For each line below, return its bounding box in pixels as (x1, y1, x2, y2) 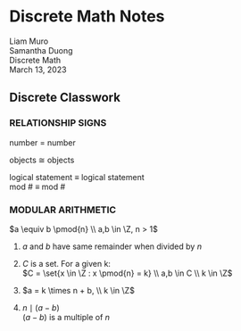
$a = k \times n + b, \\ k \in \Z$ (21, 285, 136, 295)
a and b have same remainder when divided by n (21, 241, 203, 252)
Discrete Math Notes (9, 6, 165, 27)
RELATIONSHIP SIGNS (9, 117, 107, 129)
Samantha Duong (9, 45, 73, 55)
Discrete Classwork (9, 90, 120, 105)
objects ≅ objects (9, 154, 75, 165)
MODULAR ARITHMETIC (9, 203, 117, 216)
